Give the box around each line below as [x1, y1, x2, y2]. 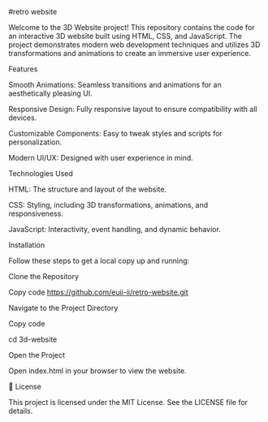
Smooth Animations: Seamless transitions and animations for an [8, 80, 222, 89]
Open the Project [8, 351, 66, 360]
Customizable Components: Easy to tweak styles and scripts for [8, 129, 223, 138]
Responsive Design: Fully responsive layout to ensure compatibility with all [8, 105, 257, 114]
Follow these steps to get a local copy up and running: [8, 256, 190, 265]
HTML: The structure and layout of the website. [8, 184, 167, 194]
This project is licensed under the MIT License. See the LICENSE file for [8, 398, 249, 407]
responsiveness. [8, 209, 63, 218]
